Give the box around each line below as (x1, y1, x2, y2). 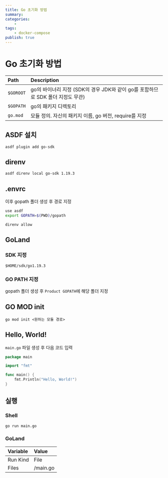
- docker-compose (14, 30, 50, 35)
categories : (5, 16, 30, 21)
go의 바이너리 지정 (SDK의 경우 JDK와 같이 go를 (30, 86, 139, 93)
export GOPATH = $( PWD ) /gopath (5, 213, 66, 218)
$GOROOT (7, 90, 26, 95)
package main (5, 354, 32, 360)
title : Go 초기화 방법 (5, 7, 47, 12)
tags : (5, 26, 16, 31)
